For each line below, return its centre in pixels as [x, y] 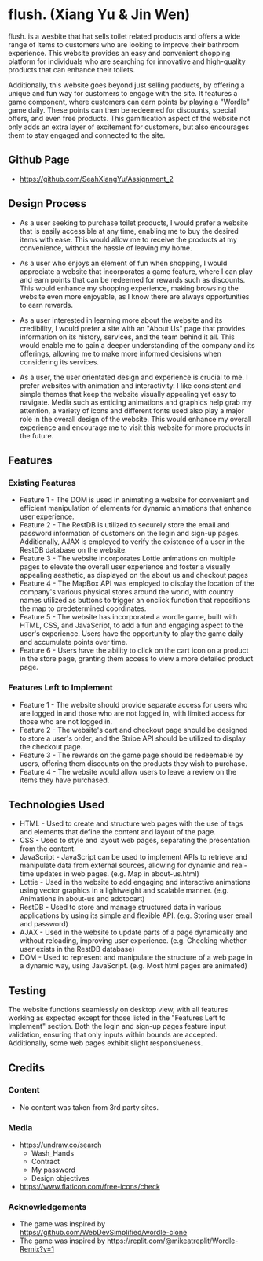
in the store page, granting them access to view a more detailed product [136, 659]
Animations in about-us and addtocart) [82, 899]
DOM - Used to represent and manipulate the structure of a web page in [136, 957]
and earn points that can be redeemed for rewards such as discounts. [132, 279]
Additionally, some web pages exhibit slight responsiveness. [106, 1043]
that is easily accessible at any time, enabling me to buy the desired [129, 231]
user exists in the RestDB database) [77, 949]
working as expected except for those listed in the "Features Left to [117, 1018]
